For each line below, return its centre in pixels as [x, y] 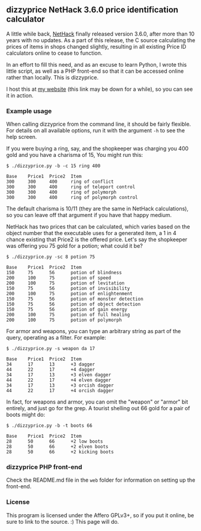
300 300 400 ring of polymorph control [72, 198]
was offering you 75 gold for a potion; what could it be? [74, 246]
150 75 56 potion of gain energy [67, 310]
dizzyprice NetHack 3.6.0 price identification [92, 10]
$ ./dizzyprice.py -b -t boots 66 [49, 426]
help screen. [22, 137]
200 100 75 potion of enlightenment [70, 294]
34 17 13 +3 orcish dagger [60, 385]
